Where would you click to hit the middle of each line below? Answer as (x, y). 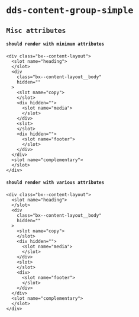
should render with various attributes (55, 182)
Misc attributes (36, 30)
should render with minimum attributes (55, 44)
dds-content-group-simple (70, 10)
